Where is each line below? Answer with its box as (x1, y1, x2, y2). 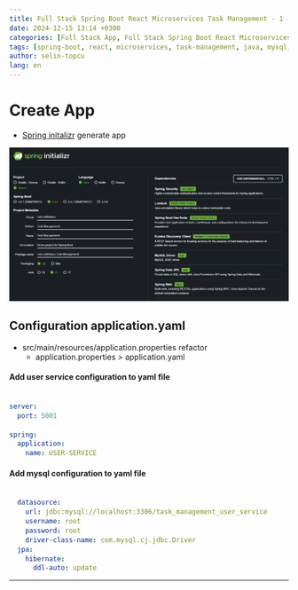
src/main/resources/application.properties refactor (21, 342, 208, 352)
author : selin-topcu (9, 51, 86, 61)
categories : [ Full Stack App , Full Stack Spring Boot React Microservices (9, 33, 292, 42)
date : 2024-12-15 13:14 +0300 (9, 23, 122, 33)
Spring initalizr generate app (21, 130, 127, 140)
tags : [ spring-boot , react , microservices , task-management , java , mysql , (9, 43, 292, 51)
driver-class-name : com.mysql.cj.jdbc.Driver (25, 535, 197, 545)
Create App (9, 100, 96, 121)
